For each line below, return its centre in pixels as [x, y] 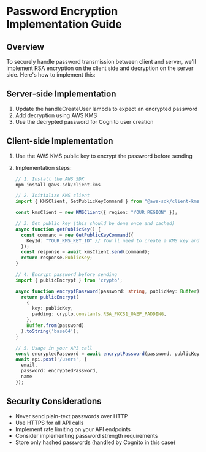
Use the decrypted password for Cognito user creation [84, 121]
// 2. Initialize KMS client [52, 196]
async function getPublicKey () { [58, 229]
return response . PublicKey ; [57, 258]
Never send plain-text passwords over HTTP [71, 416]
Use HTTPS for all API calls [49, 423]
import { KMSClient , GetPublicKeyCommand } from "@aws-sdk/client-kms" [109, 201]
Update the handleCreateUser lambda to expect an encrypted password [106, 109]
